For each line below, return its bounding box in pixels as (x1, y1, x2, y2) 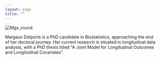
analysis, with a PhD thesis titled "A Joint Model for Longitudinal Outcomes (5, 44, 154, 50)
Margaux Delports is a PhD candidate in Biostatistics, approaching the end (5, 34, 154, 40)
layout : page (5, 7, 32, 12)
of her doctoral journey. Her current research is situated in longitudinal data (5, 39, 156, 45)
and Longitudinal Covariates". (5, 49, 64, 55)
